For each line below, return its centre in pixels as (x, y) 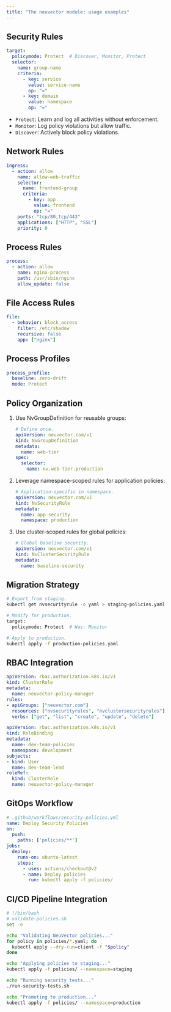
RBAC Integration (40, 663)
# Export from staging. (37, 599)
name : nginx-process (43, 273)
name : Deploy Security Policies (47, 823)
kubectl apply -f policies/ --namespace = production (73, 1003)
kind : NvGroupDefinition (47, 441)
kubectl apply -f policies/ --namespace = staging (69, 969)
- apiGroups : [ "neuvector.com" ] (47, 705)
